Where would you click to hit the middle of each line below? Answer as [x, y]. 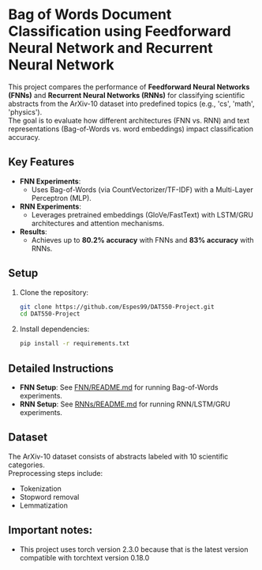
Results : [33, 232]
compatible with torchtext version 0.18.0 [84, 557]
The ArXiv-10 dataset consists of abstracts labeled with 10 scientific [118, 456]
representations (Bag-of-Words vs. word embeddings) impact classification [131, 129]
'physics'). [25, 111]
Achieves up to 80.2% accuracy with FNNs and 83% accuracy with [142, 240]
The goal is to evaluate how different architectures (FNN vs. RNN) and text [129, 120]
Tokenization [40, 489]
